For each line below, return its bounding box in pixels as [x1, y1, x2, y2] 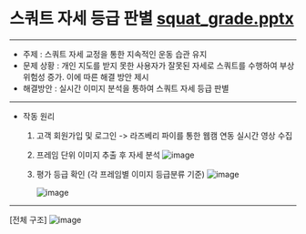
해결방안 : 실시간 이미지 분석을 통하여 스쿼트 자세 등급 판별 [22, 83, 229, 94]
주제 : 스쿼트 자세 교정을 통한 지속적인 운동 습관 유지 [22, 48, 208, 59]
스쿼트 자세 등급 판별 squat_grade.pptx [9, 8, 294, 29]
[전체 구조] [9, 214, 47, 225]
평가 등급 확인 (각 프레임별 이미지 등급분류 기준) [36, 168, 205, 179]
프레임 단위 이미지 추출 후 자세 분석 [36, 149, 161, 160]
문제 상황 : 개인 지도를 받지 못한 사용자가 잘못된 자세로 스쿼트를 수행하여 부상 [22, 60, 295, 71]
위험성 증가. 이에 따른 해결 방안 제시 [22, 71, 149, 82]
